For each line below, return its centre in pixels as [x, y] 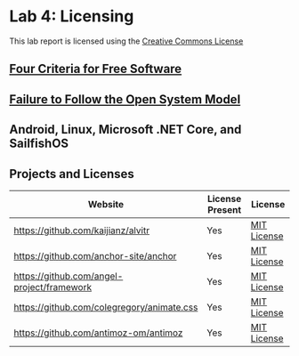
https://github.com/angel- [69, 276]
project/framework [53, 287]
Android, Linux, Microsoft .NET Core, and [125, 129]
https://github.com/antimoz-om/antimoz [98, 333]
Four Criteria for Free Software [96, 69]
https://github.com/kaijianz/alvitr [81, 231]
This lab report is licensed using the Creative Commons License [126, 41]
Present [225, 209]
